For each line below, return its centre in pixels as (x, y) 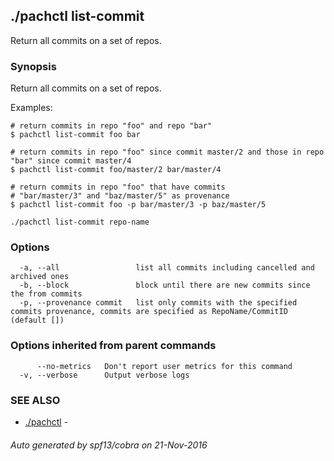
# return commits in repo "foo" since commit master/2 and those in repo (167, 152)
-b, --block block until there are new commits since (165, 285)
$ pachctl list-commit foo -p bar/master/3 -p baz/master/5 (138, 205)
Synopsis (33, 66)
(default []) (37, 320)
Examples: (31, 108)
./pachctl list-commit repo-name (80, 222)
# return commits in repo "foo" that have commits (118, 187)
